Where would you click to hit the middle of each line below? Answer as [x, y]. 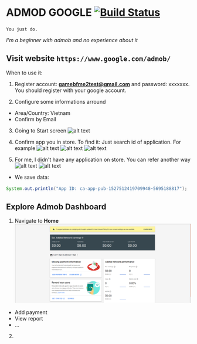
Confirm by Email [35, 119]
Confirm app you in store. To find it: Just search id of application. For [98, 142]
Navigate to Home [37, 221]
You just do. [22, 29]
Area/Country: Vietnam [42, 113]
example [25, 148]
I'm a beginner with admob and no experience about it [72, 40]
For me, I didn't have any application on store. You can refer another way [102, 159]
